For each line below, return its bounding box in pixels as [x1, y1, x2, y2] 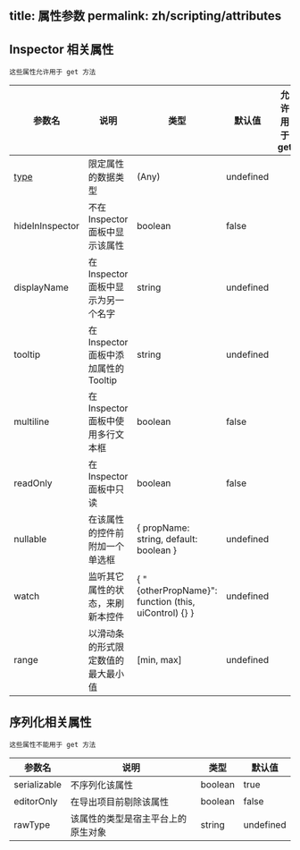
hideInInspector [13, 220, 80, 233]
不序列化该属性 [70, 779, 134, 792]
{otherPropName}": [137, 584, 218, 597]
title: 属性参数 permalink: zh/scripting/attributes [9, 8, 282, 24]
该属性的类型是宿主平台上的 [70, 812, 187, 825]
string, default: [137, 533, 198, 546]
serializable [13, 778, 62, 791]
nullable [13, 533, 47, 546]
